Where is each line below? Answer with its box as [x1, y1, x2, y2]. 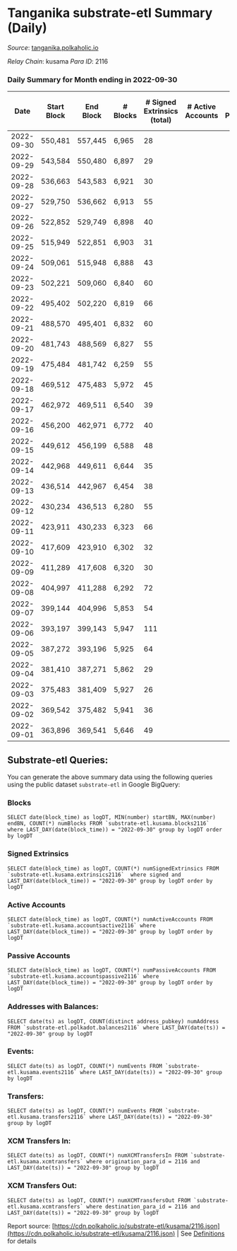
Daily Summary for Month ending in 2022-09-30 [7, 74, 178, 84]
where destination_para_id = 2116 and [85, 1203, 200, 1210]
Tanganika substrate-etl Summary [7, 5, 213, 21]
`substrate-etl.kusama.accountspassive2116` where [7, 973, 159, 980]
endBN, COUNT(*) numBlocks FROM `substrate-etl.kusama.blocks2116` [7, 820, 210, 827]
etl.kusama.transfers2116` [7, 1114, 87, 1121]
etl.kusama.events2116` [7, 1069, 78, 1076]
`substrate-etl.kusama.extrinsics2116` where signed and [7, 871, 181, 878]
